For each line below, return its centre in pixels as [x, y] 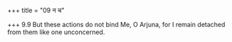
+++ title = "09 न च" [36, 10]
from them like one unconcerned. [56, 32]
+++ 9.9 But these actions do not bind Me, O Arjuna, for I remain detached [116, 25]
